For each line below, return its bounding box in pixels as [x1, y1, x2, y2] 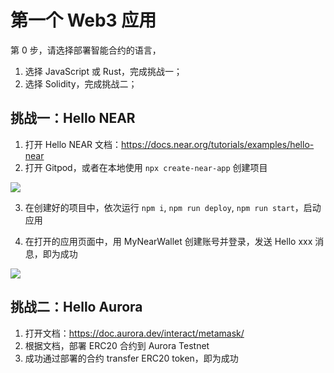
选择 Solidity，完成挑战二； [24, 77, 138, 90]
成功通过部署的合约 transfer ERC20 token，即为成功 [24, 352, 239, 364]
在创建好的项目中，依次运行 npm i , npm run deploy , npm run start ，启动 [24, 201, 322, 213]
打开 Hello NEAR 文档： [24, 138, 122, 150]
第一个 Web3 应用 [10, 9, 157, 32]
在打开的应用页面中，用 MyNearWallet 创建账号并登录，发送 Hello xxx [24, 235, 313, 247]
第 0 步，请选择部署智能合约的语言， [10, 44, 162, 56]
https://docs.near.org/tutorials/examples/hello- [120, 138, 315, 150]
